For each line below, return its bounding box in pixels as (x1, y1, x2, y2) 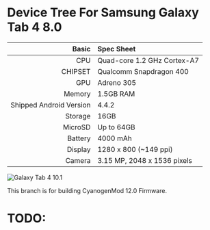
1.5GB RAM (97, 89, 135, 99)
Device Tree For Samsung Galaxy (7, 5, 200, 21)
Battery (67, 133, 91, 143)
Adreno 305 (97, 77, 137, 87)
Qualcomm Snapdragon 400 (97, 66, 189, 76)
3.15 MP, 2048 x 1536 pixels (97, 155, 193, 165)
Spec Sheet (97, 44, 136, 53)
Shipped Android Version (10, 100, 91, 110)
